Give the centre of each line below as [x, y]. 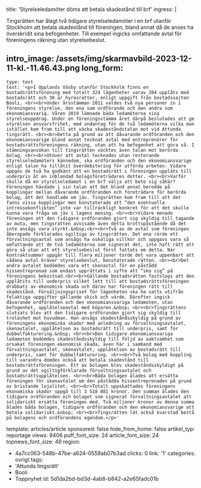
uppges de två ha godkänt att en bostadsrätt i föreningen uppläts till [99, 171]
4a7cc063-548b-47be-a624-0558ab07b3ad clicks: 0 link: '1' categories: [105, 453]
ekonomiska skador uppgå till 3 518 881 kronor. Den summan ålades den [97, 391]
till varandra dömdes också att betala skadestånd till [77, 360]
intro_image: [30, 59]
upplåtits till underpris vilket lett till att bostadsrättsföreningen [97, 281]
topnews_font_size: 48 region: [43, 441]
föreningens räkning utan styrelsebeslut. [56, 40]
